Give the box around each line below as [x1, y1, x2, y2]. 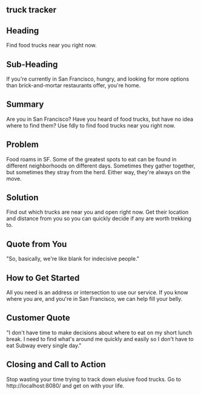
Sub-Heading [6, 59, 58, 69]
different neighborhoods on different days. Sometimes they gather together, [6, 162, 196, 169]
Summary [6, 100, 44, 110]
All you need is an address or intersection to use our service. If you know [6, 289, 189, 296]
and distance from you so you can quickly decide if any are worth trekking [6, 215, 192, 222]
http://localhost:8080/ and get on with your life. [6, 382, 125, 389]
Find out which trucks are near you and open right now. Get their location [6, 209, 189, 216]
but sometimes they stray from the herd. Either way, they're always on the [6, 168, 191, 175]
